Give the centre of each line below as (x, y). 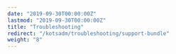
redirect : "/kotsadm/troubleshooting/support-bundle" (89, 33)
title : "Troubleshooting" (45, 27)
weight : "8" (25, 40)
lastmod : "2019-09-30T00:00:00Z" (57, 20)
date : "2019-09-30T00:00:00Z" (52, 14)
